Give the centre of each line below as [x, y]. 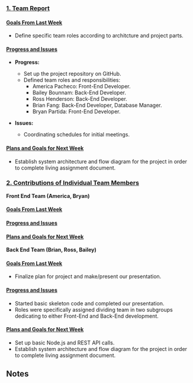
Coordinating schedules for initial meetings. [77, 135]
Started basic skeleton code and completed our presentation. [89, 303]
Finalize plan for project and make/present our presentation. [88, 276]
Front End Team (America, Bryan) [48, 196]
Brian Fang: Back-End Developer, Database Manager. [97, 106]
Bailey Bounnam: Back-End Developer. [79, 92]
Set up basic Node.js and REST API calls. [65, 343]
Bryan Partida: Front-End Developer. [76, 111]
